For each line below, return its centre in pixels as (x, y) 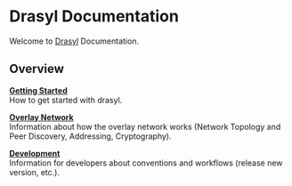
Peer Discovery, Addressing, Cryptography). (90, 136)
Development (35, 153)
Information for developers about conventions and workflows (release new (146, 163)
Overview (37, 69)
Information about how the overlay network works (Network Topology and (145, 126)
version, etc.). (35, 172)
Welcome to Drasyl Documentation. (74, 41)
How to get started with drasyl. (66, 100)
